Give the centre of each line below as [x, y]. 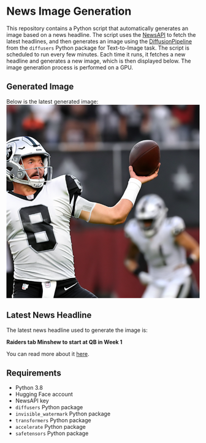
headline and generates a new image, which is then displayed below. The [99, 61]
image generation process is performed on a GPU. [70, 67]
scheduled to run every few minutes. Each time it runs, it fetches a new [96, 54]
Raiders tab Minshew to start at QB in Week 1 [64, 342]
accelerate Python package [50, 427]
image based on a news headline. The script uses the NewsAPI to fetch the [101, 34]
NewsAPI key [32, 401]
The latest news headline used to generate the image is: [77, 330]
